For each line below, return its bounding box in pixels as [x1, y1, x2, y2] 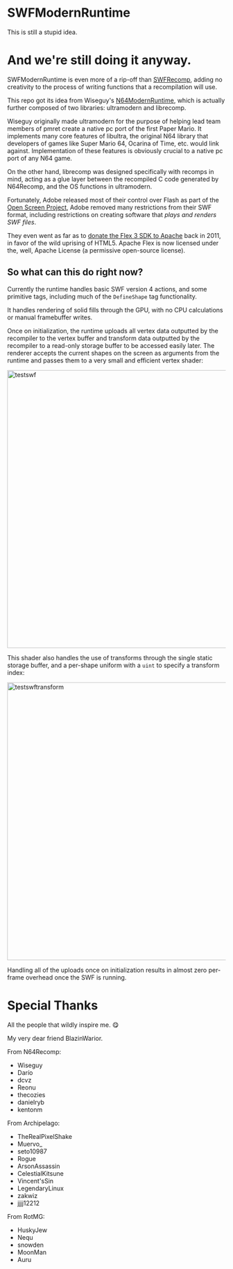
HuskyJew [17, 1226, 47, 1234]
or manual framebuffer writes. [7, 313, 93, 321]
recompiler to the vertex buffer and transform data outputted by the [7, 334, 200, 342]
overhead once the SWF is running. [25, 973, 127, 982]
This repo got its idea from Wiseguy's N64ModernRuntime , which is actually [7, 96, 225, 104]
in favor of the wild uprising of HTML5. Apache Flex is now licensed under [7, 239, 219, 247]
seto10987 [17, 1147, 47, 1156]
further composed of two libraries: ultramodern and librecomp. [7, 103, 187, 112]
